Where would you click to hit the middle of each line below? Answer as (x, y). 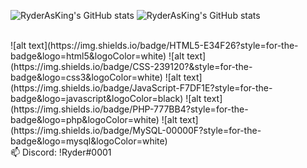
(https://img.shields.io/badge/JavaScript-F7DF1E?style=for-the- (141, 88)
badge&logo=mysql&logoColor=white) (89, 141)
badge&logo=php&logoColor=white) (85, 119)
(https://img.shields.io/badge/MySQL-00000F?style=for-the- (136, 130)
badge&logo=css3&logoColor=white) (86, 77)
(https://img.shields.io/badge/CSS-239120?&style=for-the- (131, 66)
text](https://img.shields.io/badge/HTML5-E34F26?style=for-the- (163, 45)
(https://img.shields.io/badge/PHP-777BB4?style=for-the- (129, 109)
